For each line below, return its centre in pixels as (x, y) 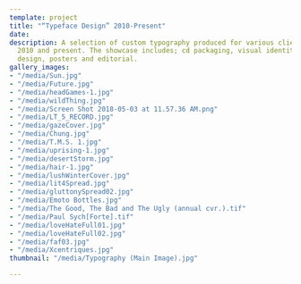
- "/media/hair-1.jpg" (52, 167)
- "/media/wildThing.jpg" (57, 100)
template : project (43, 17)
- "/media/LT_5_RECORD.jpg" (62, 117)
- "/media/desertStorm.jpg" (62, 159)
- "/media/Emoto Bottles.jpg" (66, 200)
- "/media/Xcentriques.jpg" (62, 250)
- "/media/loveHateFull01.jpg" (68, 225)
